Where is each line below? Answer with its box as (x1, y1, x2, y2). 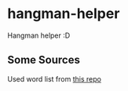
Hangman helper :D (7, 31, 71, 40)
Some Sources (7, 53, 80, 67)
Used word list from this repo (7, 74, 101, 83)
